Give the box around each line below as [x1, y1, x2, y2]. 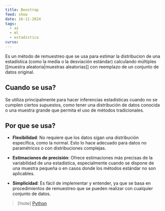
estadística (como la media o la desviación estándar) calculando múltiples [5, 58, 157, 65]
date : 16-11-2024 [5, 16, 41, 21]
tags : [5, 21, 16, 26]
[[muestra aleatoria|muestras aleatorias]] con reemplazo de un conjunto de [5, 64, 159, 70]
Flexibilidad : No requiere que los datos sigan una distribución [12, 135, 139, 141]
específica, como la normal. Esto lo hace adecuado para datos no [12, 140, 147, 146]
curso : [5, 40, 19, 45]
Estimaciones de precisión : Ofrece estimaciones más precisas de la [12, 155, 153, 161]
